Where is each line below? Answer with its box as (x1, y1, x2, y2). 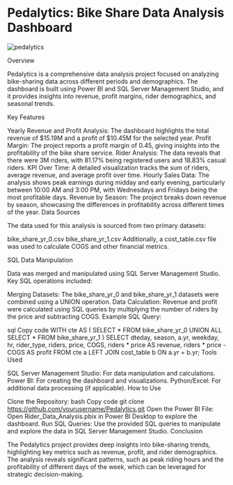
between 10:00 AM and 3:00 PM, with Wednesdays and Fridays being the (7, 185, 218, 194)
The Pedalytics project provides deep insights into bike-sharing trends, (7, 440, 211, 449)
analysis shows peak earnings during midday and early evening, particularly (7, 178, 225, 186)
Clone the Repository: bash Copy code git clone (7, 397, 145, 406)
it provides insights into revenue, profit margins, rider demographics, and (7, 92, 216, 100)
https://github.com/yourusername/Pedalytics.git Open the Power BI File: (7, 404, 214, 413)
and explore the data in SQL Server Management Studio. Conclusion (7, 426, 203, 435)
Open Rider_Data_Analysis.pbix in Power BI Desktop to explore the (7, 412, 198, 420)
